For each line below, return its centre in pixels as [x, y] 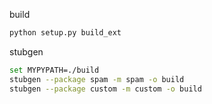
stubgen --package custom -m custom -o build [105, 89]
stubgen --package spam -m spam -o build [97, 79]
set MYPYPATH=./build [54, 70]
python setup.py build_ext [65, 33]
